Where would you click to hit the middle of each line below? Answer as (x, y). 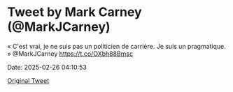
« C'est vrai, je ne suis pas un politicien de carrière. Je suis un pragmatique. (116, 46)
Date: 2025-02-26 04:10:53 (47, 67)
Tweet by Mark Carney (75, 12)
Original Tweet (28, 80)
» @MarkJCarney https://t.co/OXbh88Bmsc (70, 54)
